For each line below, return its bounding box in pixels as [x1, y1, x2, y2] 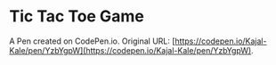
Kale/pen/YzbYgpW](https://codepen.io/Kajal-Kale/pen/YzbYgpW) [9, 45, 252, 55]
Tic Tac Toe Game [9, 6, 144, 27]
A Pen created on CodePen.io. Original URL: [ [9, 36, 175, 46]
